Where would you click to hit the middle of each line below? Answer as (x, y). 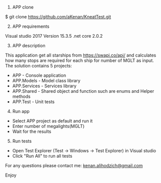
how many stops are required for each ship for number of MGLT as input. (80, 61)
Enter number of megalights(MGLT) (48, 126)
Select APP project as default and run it (53, 121)
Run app (21, 111)
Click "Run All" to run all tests (42, 156)
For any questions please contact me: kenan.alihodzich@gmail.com (74, 165)
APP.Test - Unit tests (33, 102)
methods (21, 96)
